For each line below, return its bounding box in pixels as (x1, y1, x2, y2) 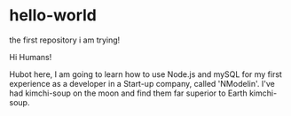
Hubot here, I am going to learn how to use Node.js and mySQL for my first (9, 68, 282, 80)
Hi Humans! (9, 51, 52, 62)
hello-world (9, 5, 98, 26)
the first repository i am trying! (9, 35, 121, 45)
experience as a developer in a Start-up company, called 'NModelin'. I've (9, 78, 275, 89)
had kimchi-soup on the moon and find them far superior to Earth (9, 88, 248, 98)
